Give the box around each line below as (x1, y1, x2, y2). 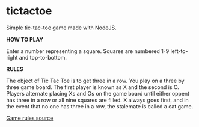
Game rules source (6, 114, 54, 122)
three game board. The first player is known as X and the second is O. (6, 83, 179, 91)
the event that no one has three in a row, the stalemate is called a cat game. (6, 102, 194, 110)
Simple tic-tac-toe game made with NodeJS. (6, 24, 117, 31)
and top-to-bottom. (19, 54, 67, 61)
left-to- (170, 47, 188, 55)
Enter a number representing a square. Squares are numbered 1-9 (6, 47, 170, 55)
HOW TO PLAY (6, 36, 44, 43)
